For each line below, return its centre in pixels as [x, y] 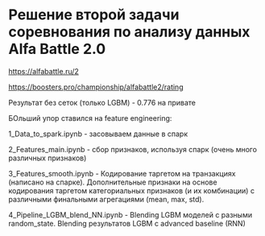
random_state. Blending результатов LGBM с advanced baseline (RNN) [127, 223]
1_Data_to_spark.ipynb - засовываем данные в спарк [98, 134]
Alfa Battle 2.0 [57, 49]
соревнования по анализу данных [129, 32]
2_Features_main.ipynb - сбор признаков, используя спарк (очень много [133, 149]
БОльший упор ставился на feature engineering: [90, 118]
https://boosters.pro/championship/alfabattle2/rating [96, 87]
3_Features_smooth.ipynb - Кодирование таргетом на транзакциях [122, 173]
